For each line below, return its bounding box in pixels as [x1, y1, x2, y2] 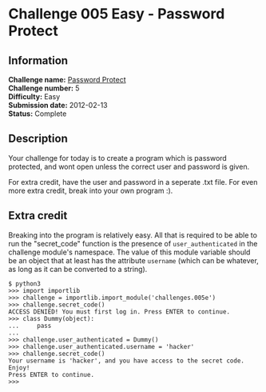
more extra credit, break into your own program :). [8, 186, 173, 195]
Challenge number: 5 [8, 83, 80, 93]
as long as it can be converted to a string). [8, 264, 148, 274]
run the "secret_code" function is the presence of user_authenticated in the [8, 238, 258, 248]
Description [8, 132, 68, 146]
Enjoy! [8, 363, 30, 372]
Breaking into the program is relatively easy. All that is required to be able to [8, 230, 258, 240]
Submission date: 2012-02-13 [8, 101, 108, 110]
